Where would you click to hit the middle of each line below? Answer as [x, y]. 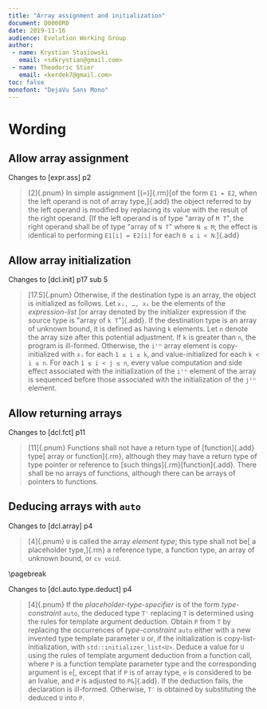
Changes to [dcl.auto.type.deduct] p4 [70, 589]
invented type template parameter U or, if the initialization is [125, 638]
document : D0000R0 [39, 23]
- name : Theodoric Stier [53, 68]
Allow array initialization [70, 260]
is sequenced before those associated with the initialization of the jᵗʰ [142, 380]
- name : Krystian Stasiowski [60, 53]
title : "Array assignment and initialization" [87, 16]
